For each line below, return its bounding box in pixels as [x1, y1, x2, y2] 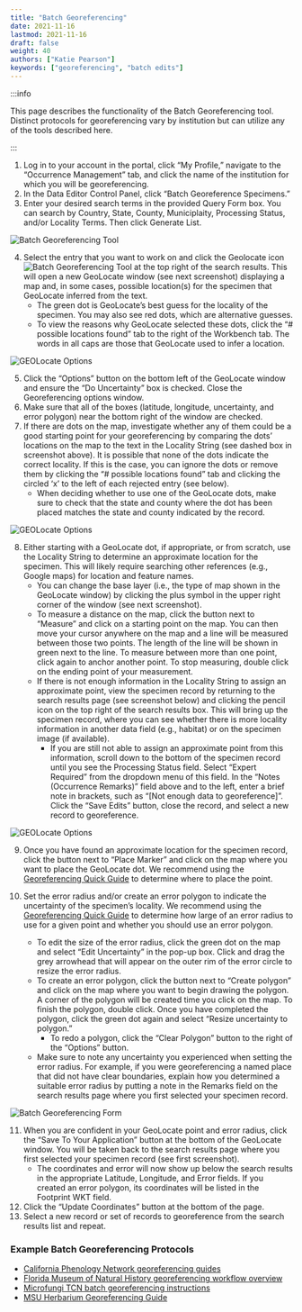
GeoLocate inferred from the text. [22, 290, 148, 301]
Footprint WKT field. [36, 1191, 111, 1202]
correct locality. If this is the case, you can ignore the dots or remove [22, 458, 279, 469]
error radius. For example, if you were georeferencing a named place [36, 1061, 292, 1072]
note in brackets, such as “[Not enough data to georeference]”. [49, 790, 284, 801]
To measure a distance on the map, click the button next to [36, 609, 255, 620]
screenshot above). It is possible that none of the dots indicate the [22, 449, 269, 460]
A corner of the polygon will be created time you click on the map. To [36, 994, 293, 1005]
